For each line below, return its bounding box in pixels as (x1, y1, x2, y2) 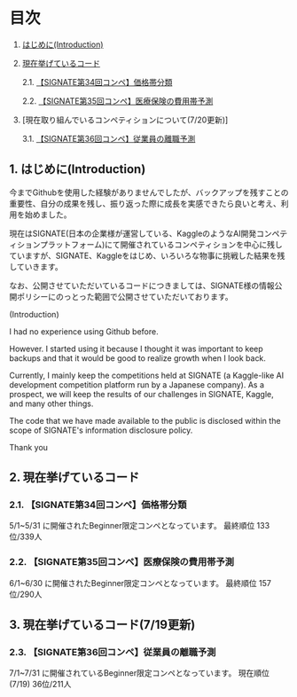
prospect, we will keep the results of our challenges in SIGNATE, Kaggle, (9, 388, 275, 399)
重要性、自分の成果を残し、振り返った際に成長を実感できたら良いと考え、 (9, 198, 281, 208)
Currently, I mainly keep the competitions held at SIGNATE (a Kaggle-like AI (9, 370, 285, 380)
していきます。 (9, 261, 64, 271)
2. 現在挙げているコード (9, 470, 140, 485)
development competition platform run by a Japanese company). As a (9, 379, 264, 390)
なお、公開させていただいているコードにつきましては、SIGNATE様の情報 (9, 280, 275, 291)
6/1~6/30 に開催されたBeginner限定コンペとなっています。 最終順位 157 (9, 577, 272, 588)
